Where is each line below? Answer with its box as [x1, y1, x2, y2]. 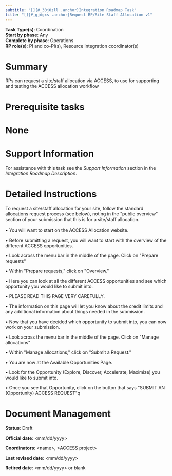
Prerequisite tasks [5, 101, 85, 113]
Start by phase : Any [5, 32, 48, 38]
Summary [5, 61, 48, 72]
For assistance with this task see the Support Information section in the [5, 165, 156, 171]
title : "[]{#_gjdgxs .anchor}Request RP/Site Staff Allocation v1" [5, 12, 153, 17]
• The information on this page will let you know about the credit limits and [5, 303, 163, 309]
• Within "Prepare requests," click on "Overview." [5, 268, 109, 274]
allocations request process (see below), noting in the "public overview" [5, 211, 158, 217]
